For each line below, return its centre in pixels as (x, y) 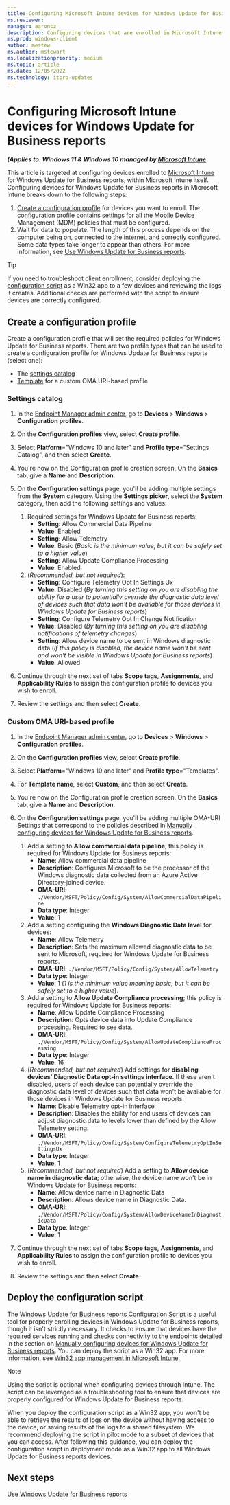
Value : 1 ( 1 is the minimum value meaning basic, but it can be (124, 983)
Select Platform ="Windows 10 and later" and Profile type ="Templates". (118, 771)
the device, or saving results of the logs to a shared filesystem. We (101, 1427)
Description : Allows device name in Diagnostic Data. (112, 1199)
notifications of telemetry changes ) (87, 633)
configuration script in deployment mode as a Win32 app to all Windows (109, 1449)
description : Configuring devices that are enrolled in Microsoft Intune (115, 33)
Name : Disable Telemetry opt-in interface (96, 1106)
